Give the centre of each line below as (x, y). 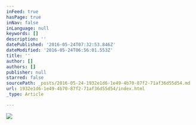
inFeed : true (22, 12)
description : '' (26, 39)
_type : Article (25, 94)
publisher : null (26, 72)
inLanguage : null (28, 28)
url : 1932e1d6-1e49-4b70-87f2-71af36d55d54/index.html (76, 89)
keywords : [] (22, 34)
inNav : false (22, 23)
